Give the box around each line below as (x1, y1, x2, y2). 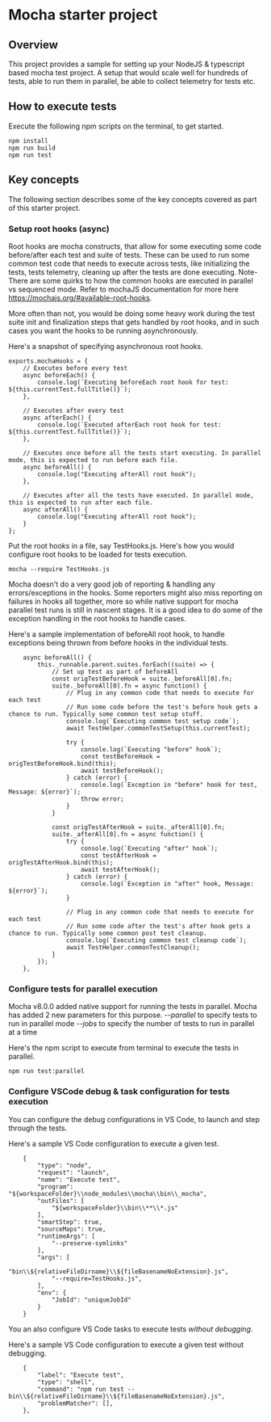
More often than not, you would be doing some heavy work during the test (8, 309, 256, 318)
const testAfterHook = (80, 851, 157, 860)
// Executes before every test (23, 364, 128, 372)
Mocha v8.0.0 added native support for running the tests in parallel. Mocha (8, 1002, 257, 1012)
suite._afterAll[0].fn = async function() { (51, 830, 204, 838)
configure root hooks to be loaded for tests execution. (8, 549, 188, 559)
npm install (8, 137, 48, 145)
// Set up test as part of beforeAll (51, 667, 179, 675)
